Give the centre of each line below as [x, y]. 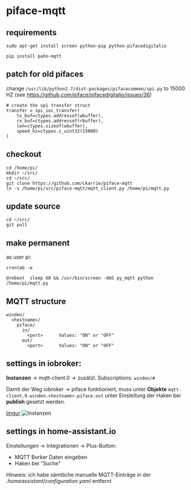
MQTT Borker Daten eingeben [51, 457]
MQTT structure [36, 301]
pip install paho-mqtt [34, 56]
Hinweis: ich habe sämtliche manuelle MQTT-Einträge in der [79, 475]
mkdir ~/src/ [22, 173]
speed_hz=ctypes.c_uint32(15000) [58, 131]
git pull [17, 225]
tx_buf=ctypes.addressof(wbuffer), [60, 116]
